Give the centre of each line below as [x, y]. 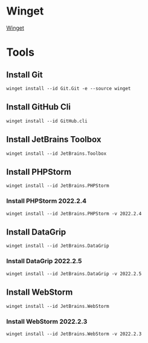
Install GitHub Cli [39, 107]
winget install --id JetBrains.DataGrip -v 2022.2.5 [74, 273]
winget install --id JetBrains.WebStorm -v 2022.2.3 [74, 334]
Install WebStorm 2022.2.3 [47, 321]
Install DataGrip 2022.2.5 [44, 261]
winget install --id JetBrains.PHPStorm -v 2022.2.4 [74, 214]
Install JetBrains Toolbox [54, 139]
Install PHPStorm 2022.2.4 [47, 201]
